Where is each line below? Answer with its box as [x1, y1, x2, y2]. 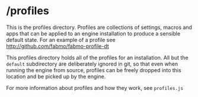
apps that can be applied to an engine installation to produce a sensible [6, 30, 181, 37]
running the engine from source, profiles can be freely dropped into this [6, 66, 182, 73]
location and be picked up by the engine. [6, 73, 106, 80]
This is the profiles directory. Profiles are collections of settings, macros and [6, 24, 193, 31]
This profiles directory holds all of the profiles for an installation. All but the [6, 54, 189, 61]
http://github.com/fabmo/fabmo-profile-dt [6, 43, 110, 50]
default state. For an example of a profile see [6, 36, 116, 43]
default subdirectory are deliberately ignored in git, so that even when [6, 60, 178, 67]
